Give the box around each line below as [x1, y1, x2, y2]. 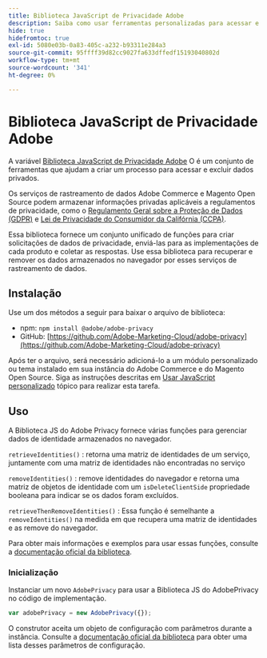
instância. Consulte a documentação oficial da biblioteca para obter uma [8, 632, 248, 642]
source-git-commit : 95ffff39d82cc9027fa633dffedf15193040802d [8, 49, 220, 57]
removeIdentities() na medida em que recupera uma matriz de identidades [8, 515, 257, 524]
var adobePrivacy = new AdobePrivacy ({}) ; [8, 609, 152, 617]
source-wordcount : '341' [8, 64, 91, 72]
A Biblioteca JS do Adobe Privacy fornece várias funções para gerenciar [8, 425, 248, 436]
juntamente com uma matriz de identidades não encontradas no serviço [8, 458, 245, 468]
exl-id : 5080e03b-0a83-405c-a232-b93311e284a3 [8, 42, 166, 50]
